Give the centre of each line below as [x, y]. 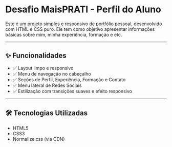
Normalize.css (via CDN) [39, 139]
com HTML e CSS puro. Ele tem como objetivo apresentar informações [80, 29]
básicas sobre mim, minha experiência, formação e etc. [64, 34]
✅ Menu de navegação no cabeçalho [52, 73]
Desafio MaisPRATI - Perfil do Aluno [83, 10]
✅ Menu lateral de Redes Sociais [47, 85]
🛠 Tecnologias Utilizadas [47, 113]
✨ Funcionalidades [36, 56]
